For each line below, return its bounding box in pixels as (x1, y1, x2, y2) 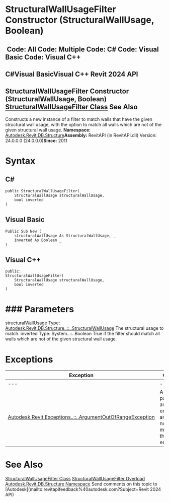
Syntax (5, 155, 36, 167)
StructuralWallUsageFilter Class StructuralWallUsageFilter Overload (5, 476, 145, 482)
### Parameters (5, 303, 74, 315)
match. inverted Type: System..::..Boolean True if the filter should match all (5, 331, 160, 337)
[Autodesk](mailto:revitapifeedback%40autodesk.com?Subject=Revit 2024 (5, 486, 161, 492)
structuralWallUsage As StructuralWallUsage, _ (14, 233, 116, 238)
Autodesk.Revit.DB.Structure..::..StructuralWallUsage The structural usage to (5, 325, 164, 331)
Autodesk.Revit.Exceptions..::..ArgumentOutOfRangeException (8, 414, 155, 421)
